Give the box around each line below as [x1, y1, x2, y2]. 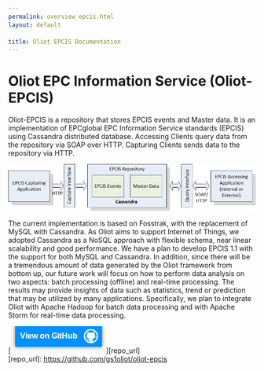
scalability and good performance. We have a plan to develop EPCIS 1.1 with [8, 244, 254, 253]
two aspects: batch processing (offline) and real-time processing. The [8, 277, 235, 286]
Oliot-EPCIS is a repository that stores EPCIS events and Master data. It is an [8, 115, 256, 125]
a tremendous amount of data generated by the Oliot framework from [8, 260, 233, 270]
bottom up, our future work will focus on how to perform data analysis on [8, 268, 245, 278]
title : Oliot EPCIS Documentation [8, 38, 122, 46]
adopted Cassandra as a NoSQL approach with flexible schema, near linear [8, 235, 251, 244]
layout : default [8, 20, 61, 29]
